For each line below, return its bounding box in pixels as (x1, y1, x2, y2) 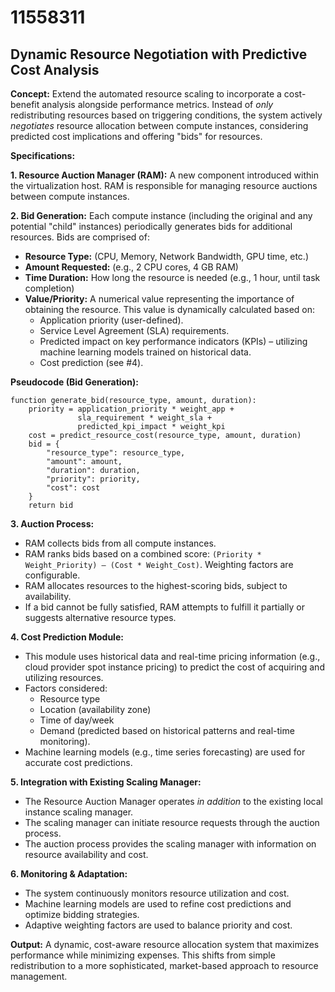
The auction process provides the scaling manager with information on (24, 838, 317, 850)
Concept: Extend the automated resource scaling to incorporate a (10, 88, 282, 100)
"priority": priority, (46, 474, 141, 484)
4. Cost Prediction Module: (10, 631, 124, 643)
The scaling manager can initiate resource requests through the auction (24, 817, 320, 828)
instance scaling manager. (24, 806, 134, 818)
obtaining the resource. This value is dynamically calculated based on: (24, 304, 315, 315)
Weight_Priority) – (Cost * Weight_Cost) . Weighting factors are (24, 559, 294, 570)
